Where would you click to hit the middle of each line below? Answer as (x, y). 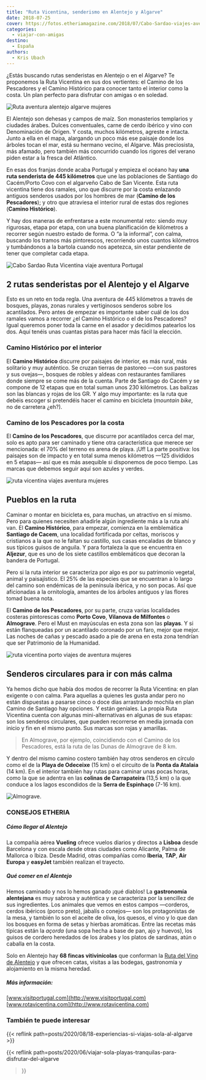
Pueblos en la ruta (41, 500)
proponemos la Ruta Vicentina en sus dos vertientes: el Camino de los (95, 82)
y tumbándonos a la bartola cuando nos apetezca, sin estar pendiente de (99, 247)
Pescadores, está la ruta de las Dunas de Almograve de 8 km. (99, 746)
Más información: (30, 982)
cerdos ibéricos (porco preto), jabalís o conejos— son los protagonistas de (101, 911)
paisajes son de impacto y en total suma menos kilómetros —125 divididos (100, 456)
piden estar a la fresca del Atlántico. (52, 158)
